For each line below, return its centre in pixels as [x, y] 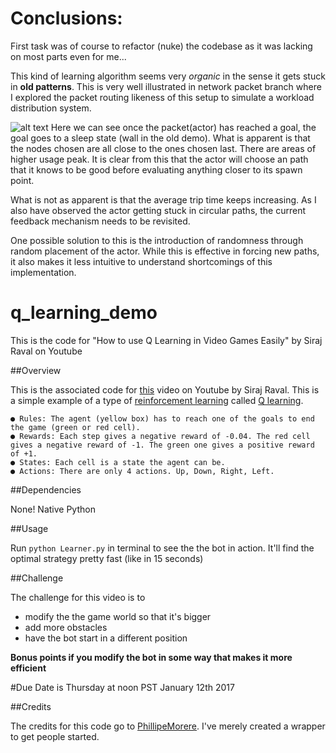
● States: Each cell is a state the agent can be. [118, 462]
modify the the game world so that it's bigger [118, 616]
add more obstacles [66, 627]
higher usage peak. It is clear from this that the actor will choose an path [159, 159]
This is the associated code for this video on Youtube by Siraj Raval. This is [165, 389]
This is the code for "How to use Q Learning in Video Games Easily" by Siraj [166, 340]
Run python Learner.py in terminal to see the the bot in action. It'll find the [162, 548]
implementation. [43, 272]
